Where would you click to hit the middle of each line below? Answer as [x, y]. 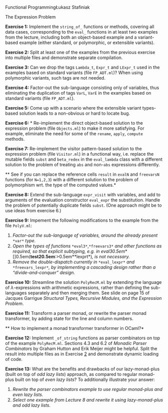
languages [16, 293]
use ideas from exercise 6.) [33, 211]
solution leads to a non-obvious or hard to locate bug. [75, 113]
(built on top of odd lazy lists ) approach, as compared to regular [71, 374]
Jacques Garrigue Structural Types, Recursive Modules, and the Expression [83, 298]
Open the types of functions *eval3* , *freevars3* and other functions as [87, 246]
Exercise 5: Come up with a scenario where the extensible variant [73, 108]
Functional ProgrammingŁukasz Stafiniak [48, 7]
